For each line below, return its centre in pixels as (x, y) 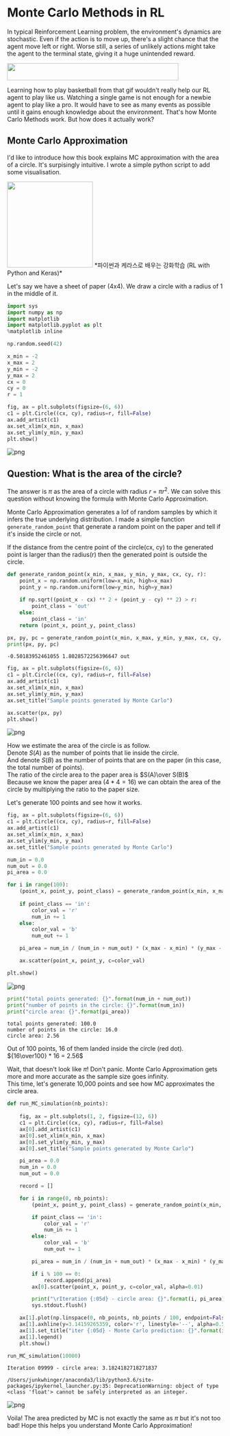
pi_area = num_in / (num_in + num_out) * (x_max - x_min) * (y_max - (121, 948)
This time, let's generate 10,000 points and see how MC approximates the (111, 1084)
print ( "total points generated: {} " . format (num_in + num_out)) (99, 999)
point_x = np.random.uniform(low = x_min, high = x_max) (96, 581)
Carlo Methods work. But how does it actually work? (81, 119)
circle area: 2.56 (33, 1036)
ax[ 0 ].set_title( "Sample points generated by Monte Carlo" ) (107, 1148)
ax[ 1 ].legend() (41, 1337)
